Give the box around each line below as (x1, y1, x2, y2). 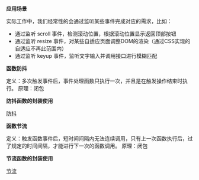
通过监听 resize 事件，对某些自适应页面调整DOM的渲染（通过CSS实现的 (14, 38, 191, 44)
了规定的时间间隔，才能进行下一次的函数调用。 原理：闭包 (6, 142, 148, 149)
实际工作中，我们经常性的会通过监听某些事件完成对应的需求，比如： (6, 18, 172, 25)
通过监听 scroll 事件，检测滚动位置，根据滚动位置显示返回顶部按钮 (14, 30, 176, 37)
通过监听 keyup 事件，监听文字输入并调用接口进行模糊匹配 (14, 53, 158, 59)
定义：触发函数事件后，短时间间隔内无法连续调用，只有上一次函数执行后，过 (6, 135, 193, 142)
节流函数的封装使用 (6, 155, 53, 162)
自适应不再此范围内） (14, 45, 67, 52)
